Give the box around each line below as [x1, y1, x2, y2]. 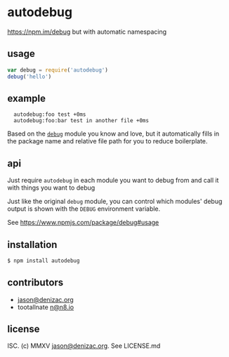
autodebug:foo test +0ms [13, 111, 86, 118]
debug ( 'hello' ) [7, 73, 52, 80]
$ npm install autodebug [7, 257, 80, 264]
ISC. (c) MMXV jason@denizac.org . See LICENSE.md [7, 342, 161, 350]
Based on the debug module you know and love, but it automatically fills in [7, 129, 220, 138]
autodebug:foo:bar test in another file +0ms [13, 117, 150, 124]
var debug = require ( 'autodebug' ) [7, 66, 109, 74]
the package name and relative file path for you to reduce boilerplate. [7, 137, 208, 145]
